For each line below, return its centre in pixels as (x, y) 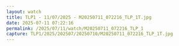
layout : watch (24, 12)
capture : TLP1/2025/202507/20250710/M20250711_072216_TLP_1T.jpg (89, 34)
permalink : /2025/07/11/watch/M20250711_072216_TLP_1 (75, 28)
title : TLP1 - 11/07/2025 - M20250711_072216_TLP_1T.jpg (79, 17)
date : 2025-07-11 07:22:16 (40, 23)
